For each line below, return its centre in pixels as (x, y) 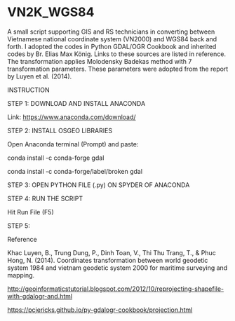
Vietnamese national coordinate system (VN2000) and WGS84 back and (112, 39)
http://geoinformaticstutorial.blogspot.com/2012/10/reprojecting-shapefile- (116, 289)
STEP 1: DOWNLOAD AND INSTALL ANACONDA (76, 103)
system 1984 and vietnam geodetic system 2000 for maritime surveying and (117, 268)
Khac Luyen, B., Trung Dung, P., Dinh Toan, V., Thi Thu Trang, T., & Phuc (112, 252)
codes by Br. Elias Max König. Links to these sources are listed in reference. (117, 54)
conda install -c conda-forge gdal (56, 158)
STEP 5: (19, 226)
